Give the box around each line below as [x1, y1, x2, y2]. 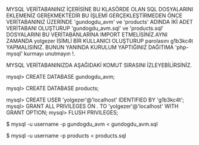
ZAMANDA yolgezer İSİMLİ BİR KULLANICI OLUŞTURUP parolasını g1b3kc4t [6, 38, 194, 44]
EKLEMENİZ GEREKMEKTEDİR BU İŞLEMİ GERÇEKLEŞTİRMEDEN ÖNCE [6, 12, 183, 19]
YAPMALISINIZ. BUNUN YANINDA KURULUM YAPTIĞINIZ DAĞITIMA [6, 44, 174, 51]
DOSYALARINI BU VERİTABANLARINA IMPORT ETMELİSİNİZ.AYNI [6, 31, 168, 38]
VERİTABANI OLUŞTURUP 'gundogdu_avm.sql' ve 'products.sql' [6, 24, 164, 32]
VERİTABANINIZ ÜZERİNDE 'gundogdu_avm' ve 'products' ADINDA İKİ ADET [6, 18, 194, 25]
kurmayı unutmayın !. [23, 50, 76, 57]
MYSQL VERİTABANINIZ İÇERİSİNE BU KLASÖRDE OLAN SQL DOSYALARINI [6, 6, 194, 13]
